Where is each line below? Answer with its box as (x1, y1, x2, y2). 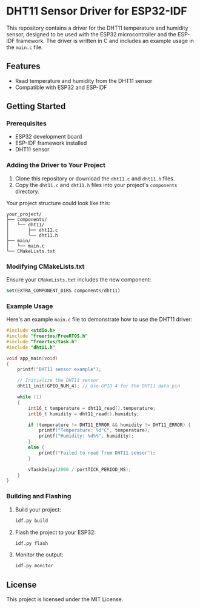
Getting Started (6, 101, 66, 111)
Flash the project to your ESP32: (15, 528, 96, 536)
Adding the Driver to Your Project (6, 161, 106, 170)
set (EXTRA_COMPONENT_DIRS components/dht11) (6, 288, 121, 294)
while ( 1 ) (17, 394, 42, 400)
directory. (15, 188, 39, 195)
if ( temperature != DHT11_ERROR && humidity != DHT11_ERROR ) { (28, 422, 191, 428)
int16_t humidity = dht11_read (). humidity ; (28, 410, 139, 417)
